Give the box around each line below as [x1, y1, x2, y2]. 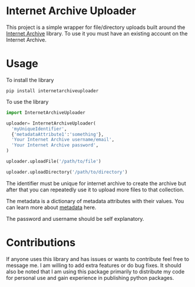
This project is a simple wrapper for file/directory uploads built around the [6, 24, 186, 31]
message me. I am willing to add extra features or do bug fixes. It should [6, 262, 181, 269]
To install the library [6, 76, 54, 83]
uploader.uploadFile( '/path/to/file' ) [6, 158, 101, 164]
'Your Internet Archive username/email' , [11, 137, 115, 143]
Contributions [6, 236, 75, 249]
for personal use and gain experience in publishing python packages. [6, 274, 174, 281]
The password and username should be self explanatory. [6, 215, 144, 222]
